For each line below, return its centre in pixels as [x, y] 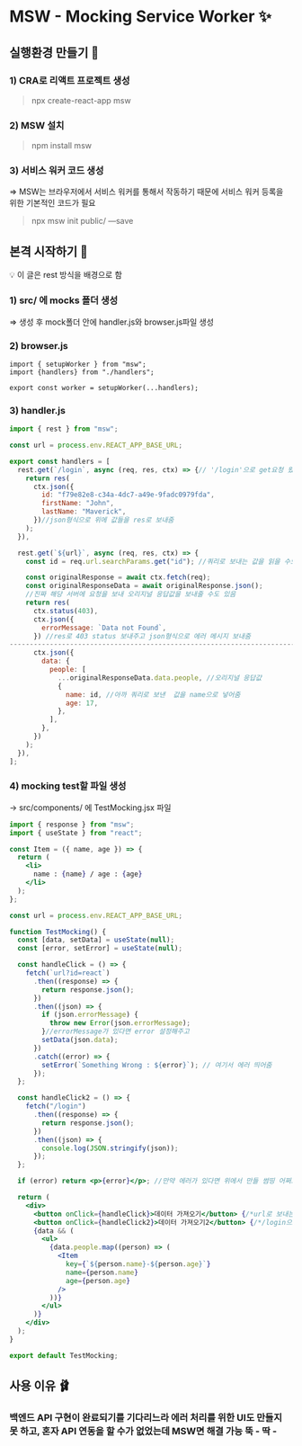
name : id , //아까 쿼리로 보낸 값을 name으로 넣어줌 [153, 694]
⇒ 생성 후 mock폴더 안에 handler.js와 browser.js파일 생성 [111, 322]
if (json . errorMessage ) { [90, 1015]
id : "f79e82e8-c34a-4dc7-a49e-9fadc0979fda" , [129, 495]
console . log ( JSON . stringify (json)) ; [110, 1148]
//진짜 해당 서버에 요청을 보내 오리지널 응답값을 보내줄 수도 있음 [131, 594]
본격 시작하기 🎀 [49, 251]
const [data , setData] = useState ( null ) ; [96, 940]
